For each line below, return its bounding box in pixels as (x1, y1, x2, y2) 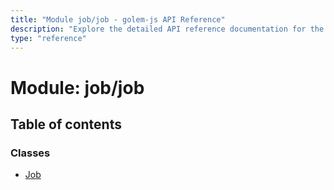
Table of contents (10, 116, 122, 133)
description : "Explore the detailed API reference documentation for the (10, 24, 325, 34)
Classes (10, 146, 51, 160)
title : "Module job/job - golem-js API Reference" (10, 14, 226, 25)
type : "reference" (10, 33, 87, 43)
